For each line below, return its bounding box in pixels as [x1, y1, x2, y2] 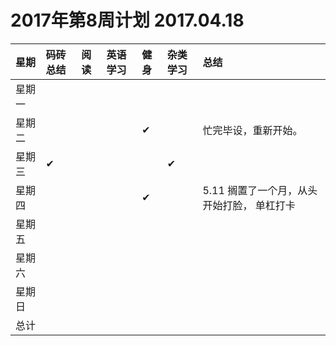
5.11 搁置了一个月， [202, 183, 298, 197]
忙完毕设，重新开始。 [202, 123, 303, 137]
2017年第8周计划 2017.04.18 [10, 9, 245, 32]
